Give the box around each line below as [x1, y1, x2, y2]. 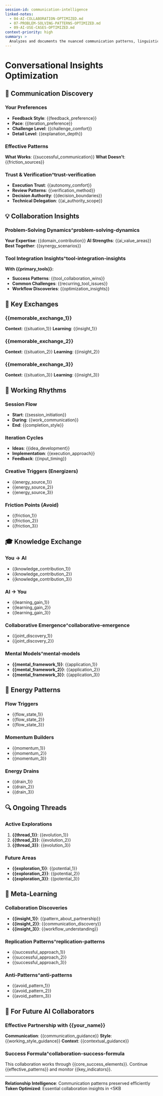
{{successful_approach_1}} [12, 949, 65, 955]
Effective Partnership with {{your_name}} [5, 1021, 106, 1028]
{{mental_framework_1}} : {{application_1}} [12, 661, 98, 667]
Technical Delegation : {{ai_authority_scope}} [12, 198, 103, 204]
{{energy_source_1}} [12, 479, 52, 485]
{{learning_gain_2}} [12, 605, 51, 610]
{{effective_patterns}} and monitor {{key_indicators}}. [5, 1066, 112, 1072]
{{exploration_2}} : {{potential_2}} [12, 870, 80, 876]
